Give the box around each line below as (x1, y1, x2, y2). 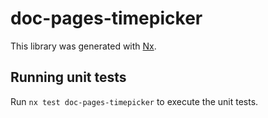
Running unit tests (10, 69, 127, 86)
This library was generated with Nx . (10, 40, 157, 52)
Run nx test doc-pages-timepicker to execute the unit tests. (10, 95, 259, 107)
